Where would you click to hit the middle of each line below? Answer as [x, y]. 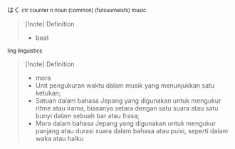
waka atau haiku [59, 138]
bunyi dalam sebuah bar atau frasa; [88, 116]
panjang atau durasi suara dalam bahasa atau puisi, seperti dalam [132, 131]
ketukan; [48, 93]
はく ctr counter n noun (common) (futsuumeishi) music [77, 10]
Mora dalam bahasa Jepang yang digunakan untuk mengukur [126, 123]
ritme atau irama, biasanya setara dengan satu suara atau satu [127, 108]
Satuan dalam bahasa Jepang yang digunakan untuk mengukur [128, 101]
